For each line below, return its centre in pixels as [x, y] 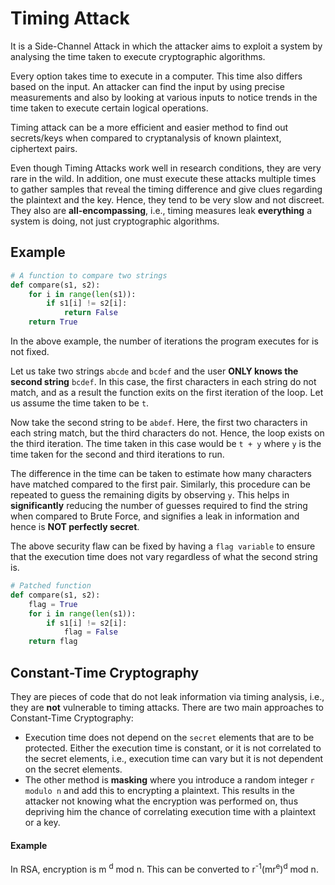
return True [53, 322]
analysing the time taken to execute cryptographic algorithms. [138, 56]
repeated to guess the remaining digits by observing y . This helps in [150, 495]
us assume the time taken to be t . [80, 403]
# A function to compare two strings [89, 275]
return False [90, 313]
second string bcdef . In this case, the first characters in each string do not [163, 381]
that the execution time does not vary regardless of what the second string [164, 556]
